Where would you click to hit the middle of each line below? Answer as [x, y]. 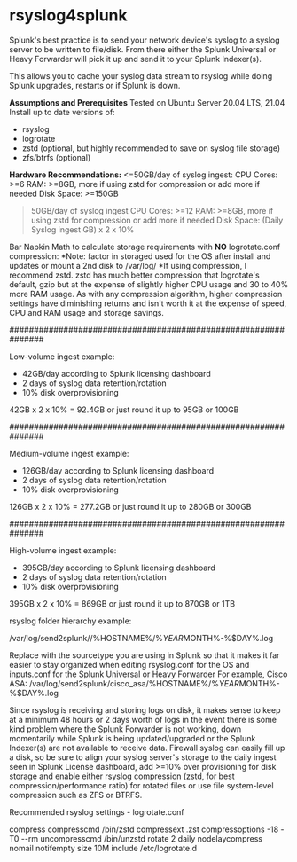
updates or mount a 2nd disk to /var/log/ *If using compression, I [128, 265]
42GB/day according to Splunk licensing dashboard [116, 373]
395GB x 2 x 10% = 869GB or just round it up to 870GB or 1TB [122, 603]
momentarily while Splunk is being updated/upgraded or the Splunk [133, 738]
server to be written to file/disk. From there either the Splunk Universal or [143, 49]
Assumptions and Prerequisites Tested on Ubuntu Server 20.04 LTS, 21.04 [147, 102]
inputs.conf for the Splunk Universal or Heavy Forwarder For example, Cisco [148, 674]
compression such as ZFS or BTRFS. [76, 795]
